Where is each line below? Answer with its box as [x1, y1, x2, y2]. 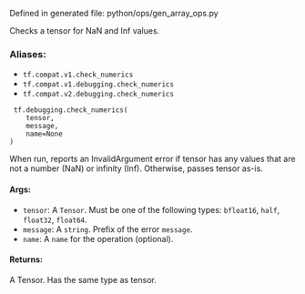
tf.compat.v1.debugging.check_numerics [22, 80, 175, 89]
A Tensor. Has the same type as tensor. [9, 274, 157, 285]
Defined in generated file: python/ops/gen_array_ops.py [9, 8, 219, 18]
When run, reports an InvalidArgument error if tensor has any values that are [9, 154, 296, 165]
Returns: [9, 254, 44, 265]
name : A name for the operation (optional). [22, 233, 174, 244]
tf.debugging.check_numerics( [13, 106, 128, 115]
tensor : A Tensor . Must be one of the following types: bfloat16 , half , [22, 204, 280, 215]
